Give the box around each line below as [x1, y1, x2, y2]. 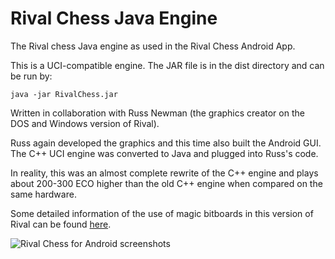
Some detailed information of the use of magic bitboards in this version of [10, 207, 314, 219]
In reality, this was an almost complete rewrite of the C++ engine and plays [10, 167, 319, 179]
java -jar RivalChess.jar [10, 89, 118, 99]
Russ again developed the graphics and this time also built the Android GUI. [10, 137, 322, 149]
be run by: [10, 70, 53, 82]
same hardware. [10, 188, 77, 200]
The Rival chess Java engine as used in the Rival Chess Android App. [10, 40, 296, 52]
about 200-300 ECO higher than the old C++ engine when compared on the [10, 177, 323, 189]
